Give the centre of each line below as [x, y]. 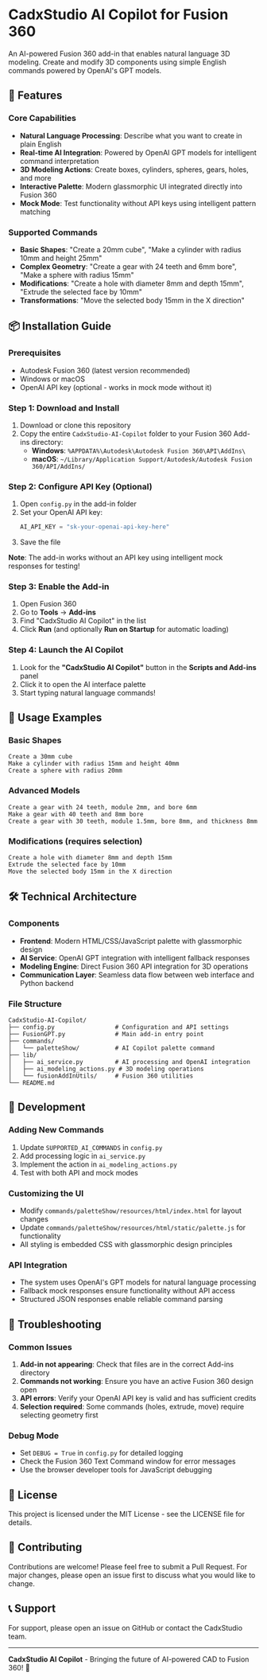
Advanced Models [44, 791]
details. [20, 1522]
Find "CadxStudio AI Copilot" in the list [83, 621]
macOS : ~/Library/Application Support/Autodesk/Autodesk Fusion [142, 458]
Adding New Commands [56, 1130]
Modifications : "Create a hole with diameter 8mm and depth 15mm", [132, 283]
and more [35, 177]
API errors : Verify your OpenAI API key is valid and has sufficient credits [138, 1397]
